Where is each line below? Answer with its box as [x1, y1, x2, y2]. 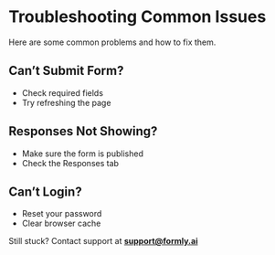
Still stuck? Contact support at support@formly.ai [8, 236, 198, 247]
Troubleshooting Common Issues [8, 6, 267, 27]
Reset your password [21, 208, 102, 219]
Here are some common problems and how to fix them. [8, 37, 217, 48]
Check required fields [21, 87, 104, 98]
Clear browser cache [21, 218, 101, 229]
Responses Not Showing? [8, 123, 158, 139]
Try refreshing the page [21, 97, 111, 108]
